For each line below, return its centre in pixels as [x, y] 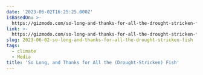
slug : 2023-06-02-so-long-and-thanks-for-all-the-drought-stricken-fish [100, 40]
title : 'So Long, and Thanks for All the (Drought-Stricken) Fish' [93, 62]
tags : [13, 46]
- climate [24, 51]
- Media [21, 57]
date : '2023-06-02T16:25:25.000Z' [50, 12]
